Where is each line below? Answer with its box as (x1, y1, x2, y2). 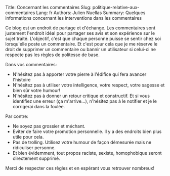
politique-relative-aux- (92, 5, 140, 10)
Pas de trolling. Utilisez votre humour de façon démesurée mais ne (12, 139, 152, 145)
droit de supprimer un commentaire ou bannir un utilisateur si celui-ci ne (5, 47, 156, 52)
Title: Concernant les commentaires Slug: (5, 5, 92, 10)
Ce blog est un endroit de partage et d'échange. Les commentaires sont (5, 25, 156, 31)
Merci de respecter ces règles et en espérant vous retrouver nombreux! (5, 165, 155, 171)
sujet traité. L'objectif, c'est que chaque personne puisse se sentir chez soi (5, 35, 161, 41)
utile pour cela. (12, 134, 44, 140)
